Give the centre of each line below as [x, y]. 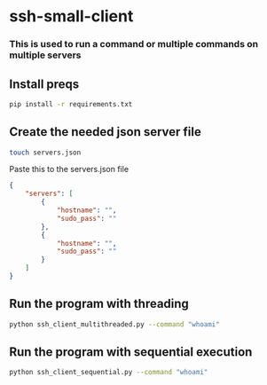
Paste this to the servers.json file [69, 169]
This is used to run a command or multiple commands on [134, 44]
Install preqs [44, 84]
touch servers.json [45, 153]
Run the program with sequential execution [131, 352]
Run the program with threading [99, 304]
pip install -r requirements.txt [71, 104]
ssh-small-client [71, 16]
